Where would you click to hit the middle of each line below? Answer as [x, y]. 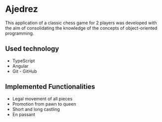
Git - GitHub [25, 71]
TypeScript [24, 61]
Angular [20, 66]
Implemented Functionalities [50, 87]
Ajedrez [22, 9]
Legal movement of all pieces [42, 99]
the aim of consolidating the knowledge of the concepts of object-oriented [81, 28]
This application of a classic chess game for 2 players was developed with [81, 23]
